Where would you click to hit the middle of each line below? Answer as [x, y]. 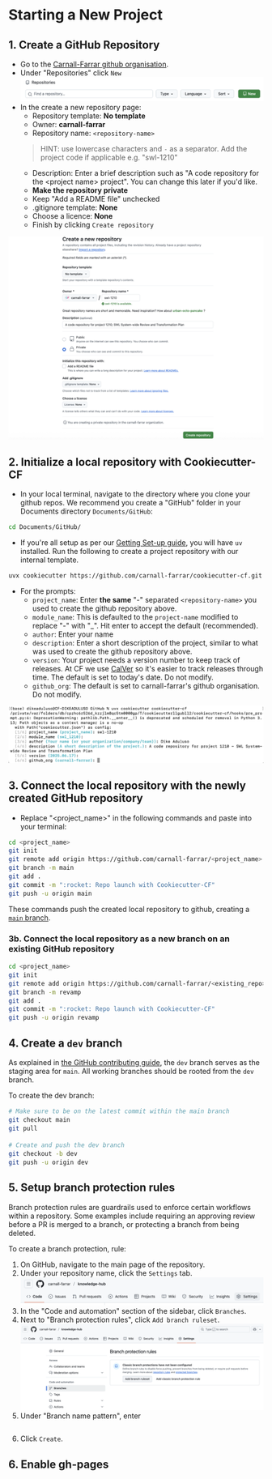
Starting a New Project [86, 15]
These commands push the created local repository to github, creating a [129, 909]
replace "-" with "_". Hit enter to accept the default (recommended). [145, 626]
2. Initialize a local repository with [95, 462]
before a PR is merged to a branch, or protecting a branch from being [124, 1224]
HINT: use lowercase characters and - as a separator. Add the [144, 148]
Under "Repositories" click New [71, 73]
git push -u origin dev [49, 1163]
